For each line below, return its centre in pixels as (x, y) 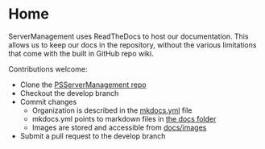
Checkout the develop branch (69, 93)
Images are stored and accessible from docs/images (119, 127)
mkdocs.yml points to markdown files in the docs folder (124, 118)
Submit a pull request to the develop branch (93, 136)
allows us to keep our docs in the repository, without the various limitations (132, 44)
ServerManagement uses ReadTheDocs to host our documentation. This (128, 36)
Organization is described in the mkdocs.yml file (112, 110)
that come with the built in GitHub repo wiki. (81, 53)
